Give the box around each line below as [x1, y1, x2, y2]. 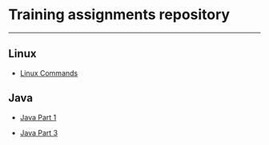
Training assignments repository [8, 6, 231, 24]
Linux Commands [19, 68, 78, 77]
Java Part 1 [19, 112, 57, 122]
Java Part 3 [19, 127, 58, 137]
